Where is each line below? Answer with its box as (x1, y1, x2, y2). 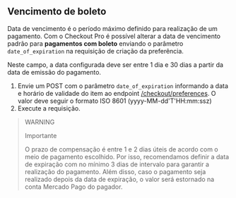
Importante (24, 131, 57, 140)
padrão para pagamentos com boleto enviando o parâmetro (7, 39, 184, 48)
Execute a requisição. (17, 104, 81, 112)
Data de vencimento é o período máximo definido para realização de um (7, 24, 218, 32)
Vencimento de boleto (7, 6, 107, 18)
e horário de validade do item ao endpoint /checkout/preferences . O (17, 89, 217, 97)
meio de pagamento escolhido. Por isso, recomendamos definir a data (24, 152, 230, 161)
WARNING (24, 118, 55, 126)
